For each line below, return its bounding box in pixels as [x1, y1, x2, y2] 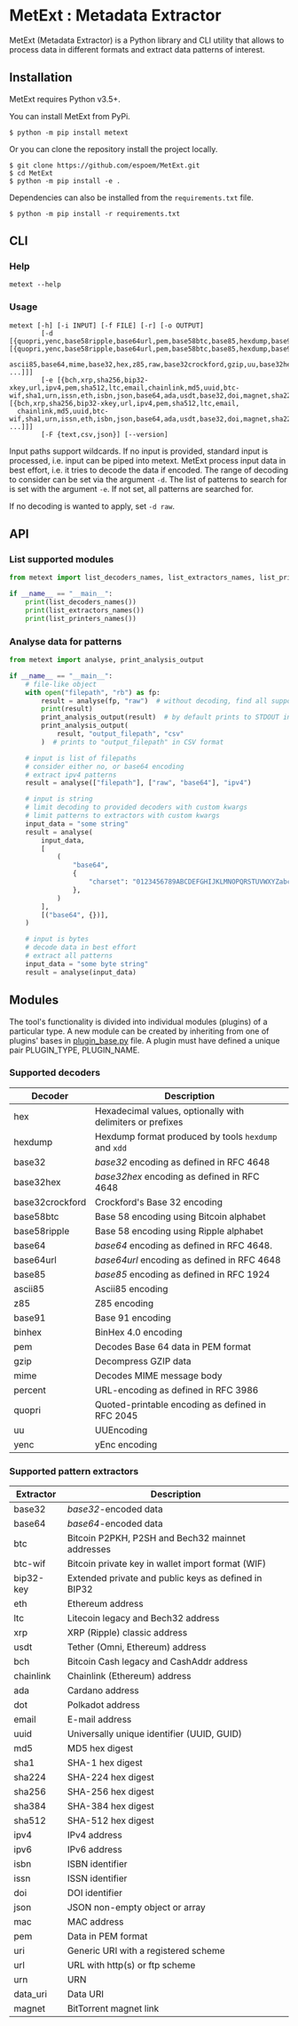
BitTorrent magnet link [67, 2003, 160, 2015]
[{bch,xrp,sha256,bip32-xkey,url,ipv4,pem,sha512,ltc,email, [9, 399, 240, 408]
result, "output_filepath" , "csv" [56, 730, 184, 739]
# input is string [25, 795, 93, 803]
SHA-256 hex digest [67, 1786, 155, 1798]
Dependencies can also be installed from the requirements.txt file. [9, 192, 255, 203]
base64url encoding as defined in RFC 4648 [94, 1254, 281, 1266]
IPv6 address [67, 1844, 122, 1856]
